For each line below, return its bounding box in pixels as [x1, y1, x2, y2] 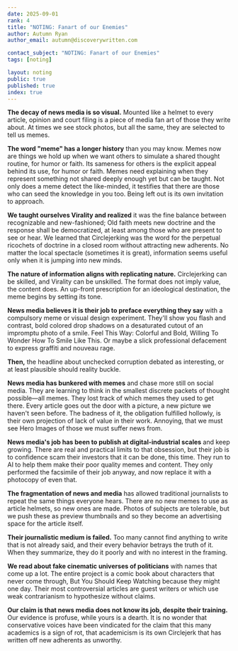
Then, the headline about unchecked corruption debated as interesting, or [7, 357, 225, 366]
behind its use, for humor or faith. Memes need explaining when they [7, 167, 209, 176]
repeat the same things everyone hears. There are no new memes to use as [7, 497, 228, 506]
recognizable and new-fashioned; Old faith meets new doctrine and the [7, 218, 216, 227]
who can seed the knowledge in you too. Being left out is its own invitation [7, 189, 224, 199]
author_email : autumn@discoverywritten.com [7, 37, 138, 44]
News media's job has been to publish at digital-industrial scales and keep [7, 438, 230, 447]
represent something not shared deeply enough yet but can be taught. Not [7, 174, 225, 183]
